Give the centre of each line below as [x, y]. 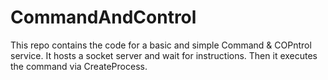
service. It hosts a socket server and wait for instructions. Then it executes [164, 55]
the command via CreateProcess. [79, 66]
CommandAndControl [103, 17]
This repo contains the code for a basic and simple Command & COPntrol [161, 45]
